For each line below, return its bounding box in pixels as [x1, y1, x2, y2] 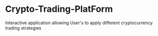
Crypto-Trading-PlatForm [5, 3, 113, 15]
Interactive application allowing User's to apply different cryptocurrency [5, 20, 153, 26]
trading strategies [5, 25, 41, 31]
